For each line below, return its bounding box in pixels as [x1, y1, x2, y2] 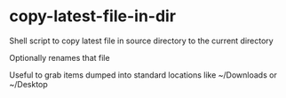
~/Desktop [9, 79, 49, 89]
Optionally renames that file [9, 52, 110, 63]
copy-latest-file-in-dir [9, 6, 176, 26]
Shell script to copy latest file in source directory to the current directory [9, 35, 274, 46]
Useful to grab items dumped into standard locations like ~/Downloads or [9, 69, 277, 80]
